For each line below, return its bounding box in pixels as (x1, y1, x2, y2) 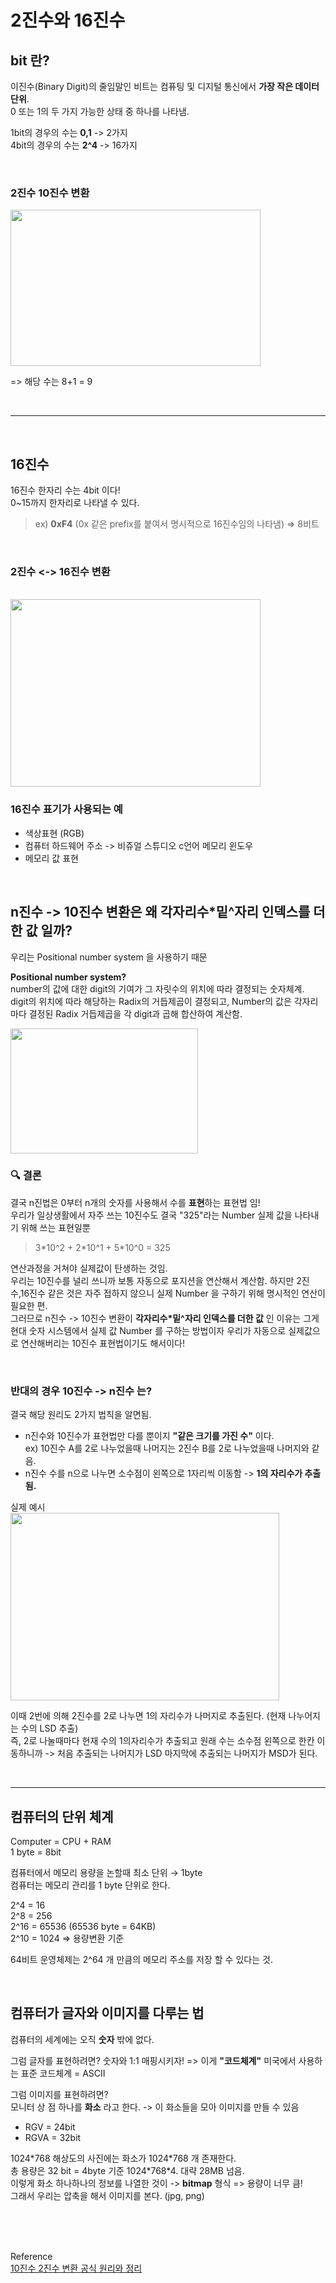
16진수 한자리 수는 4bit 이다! (10, 484, 121, 496)
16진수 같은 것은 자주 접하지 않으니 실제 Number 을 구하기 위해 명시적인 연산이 (19, 1287, 326, 1299)
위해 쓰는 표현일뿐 (20, 1221, 91, 1233)
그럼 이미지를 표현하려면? (10, 2088, 109, 2100)
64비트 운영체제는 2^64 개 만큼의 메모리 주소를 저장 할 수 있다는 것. (10, 1953, 273, 1965)
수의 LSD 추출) (20, 1722, 79, 1735)
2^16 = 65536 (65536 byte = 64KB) (10, 1920, 157, 1932)
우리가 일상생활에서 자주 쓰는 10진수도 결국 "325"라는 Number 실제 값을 (10, 1209, 293, 1221)
